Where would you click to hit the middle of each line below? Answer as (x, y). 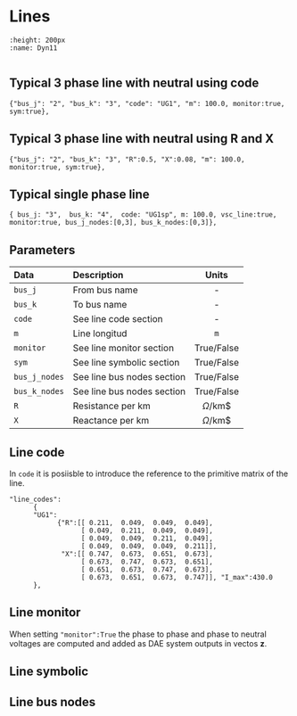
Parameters (42, 250)
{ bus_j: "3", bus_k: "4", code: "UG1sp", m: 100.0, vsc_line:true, (143, 215)
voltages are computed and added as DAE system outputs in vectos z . (138, 643)
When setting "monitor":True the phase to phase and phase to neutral (138, 634)
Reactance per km (111, 421)
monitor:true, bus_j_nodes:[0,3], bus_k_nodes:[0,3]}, (113, 223)
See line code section (118, 319)
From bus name (105, 290)
